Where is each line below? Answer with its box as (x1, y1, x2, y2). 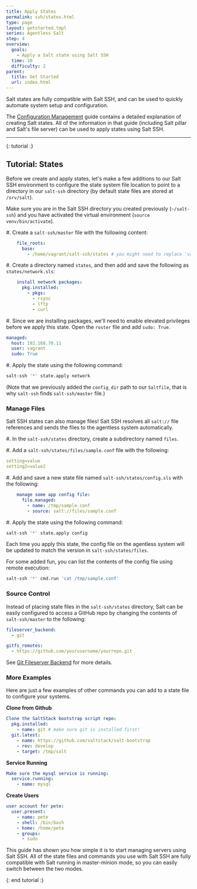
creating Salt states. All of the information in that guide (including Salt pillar (6, 120, 187, 126)
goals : (11, 47, 28, 53)
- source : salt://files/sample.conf (27, 508, 117, 514)
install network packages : (16, 279, 83, 285)
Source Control (6, 590, 50, 598)
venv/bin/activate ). (6, 218, 55, 225)
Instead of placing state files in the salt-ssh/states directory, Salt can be (6, 603, 184, 610)
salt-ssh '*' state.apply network (6, 373, 91, 379)
